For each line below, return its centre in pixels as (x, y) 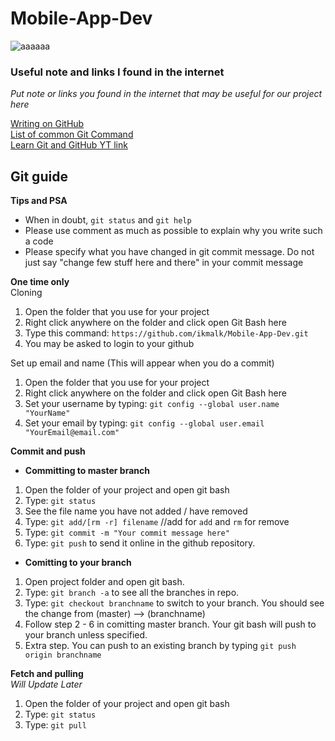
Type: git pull (55, 725)
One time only (40, 282)
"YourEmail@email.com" (72, 433)
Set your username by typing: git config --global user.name (152, 404)
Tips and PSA (39, 201)
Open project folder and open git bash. (104, 582)
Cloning (26, 293)
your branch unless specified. (86, 635)
